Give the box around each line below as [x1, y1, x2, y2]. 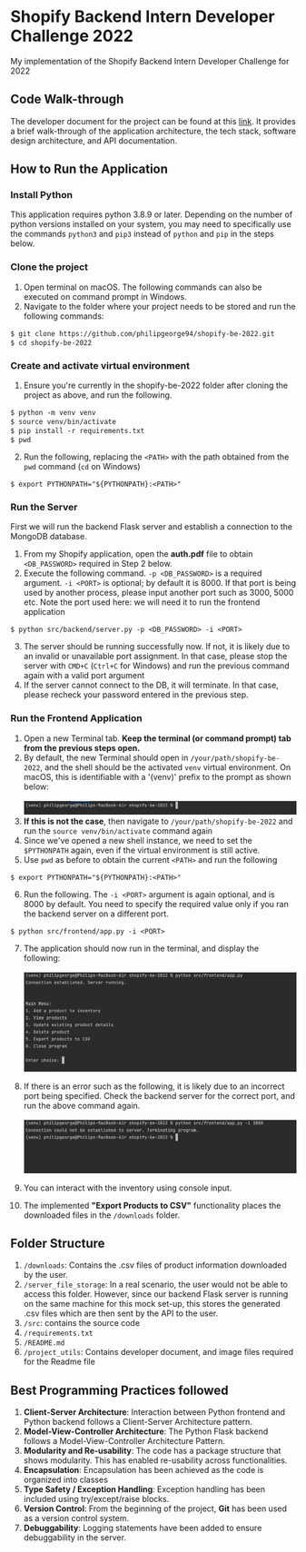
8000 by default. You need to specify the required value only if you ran [23, 898, 289, 909]
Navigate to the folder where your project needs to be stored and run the [23, 301, 296, 311]
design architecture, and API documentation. [10, 134, 178, 146]
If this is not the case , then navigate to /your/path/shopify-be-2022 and [23, 816, 293, 826]
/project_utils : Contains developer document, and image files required [23, 1347, 294, 1358]
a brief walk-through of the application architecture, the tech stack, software [10, 125, 297, 136]
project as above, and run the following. [23, 390, 173, 400]
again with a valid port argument [23, 670, 145, 681]
